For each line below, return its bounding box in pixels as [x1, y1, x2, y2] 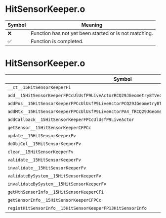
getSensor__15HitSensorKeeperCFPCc [7, 125, 91, 130]
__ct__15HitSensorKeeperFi [7, 84, 71, 90]
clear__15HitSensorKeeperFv [7, 149, 74, 155]
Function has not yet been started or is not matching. [30, 30, 153, 37]
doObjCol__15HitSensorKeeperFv [7, 141, 82, 147]
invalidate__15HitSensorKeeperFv [7, 165, 86, 170]
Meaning [81, 21, 103, 28]
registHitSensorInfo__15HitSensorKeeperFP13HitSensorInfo [7, 205, 147, 211]
